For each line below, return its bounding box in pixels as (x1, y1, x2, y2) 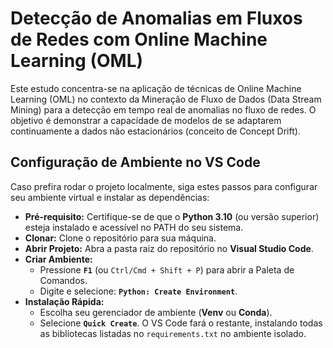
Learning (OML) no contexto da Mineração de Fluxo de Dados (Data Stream (10, 93, 322, 105)
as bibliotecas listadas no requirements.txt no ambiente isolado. (39, 327, 307, 339)
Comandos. (39, 274, 88, 286)
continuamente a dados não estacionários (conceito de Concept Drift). (10, 125, 301, 137)
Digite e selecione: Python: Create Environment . (39, 285, 238, 297)
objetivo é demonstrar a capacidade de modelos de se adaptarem (10, 114, 282, 126)
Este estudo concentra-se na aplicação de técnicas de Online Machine (10, 82, 302, 94)
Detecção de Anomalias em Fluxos (10, 7, 303, 30)
